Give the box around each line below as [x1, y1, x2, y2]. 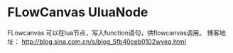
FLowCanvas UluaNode [7, 4, 148, 20]
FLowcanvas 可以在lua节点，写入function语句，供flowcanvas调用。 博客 [7, 28, 220, 37]
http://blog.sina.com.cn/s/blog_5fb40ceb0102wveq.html [21, 37, 187, 46]
